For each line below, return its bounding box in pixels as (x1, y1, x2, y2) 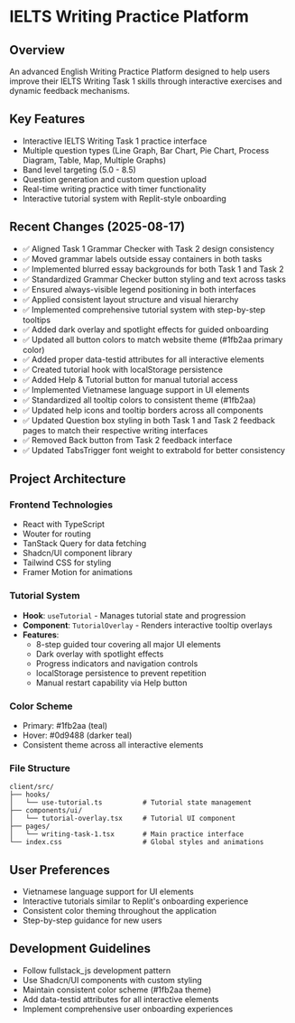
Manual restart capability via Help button (35, 677, 188, 688)
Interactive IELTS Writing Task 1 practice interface (22, 135, 207, 146)
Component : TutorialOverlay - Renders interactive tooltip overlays (22, 619, 273, 630)
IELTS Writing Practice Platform (9, 6, 250, 27)
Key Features (9, 111, 86, 127)
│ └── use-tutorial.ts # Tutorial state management (9, 798, 253, 807)
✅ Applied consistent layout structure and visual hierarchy (22, 293, 239, 304)
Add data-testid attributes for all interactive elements (22, 993, 219, 1004)
